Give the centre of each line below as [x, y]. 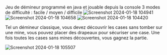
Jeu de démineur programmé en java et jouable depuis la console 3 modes [83, 7]
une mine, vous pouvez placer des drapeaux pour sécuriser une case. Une [82, 32]
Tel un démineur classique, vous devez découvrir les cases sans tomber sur [84, 27]
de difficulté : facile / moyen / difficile [44, 12]
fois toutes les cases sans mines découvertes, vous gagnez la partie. [77, 38]
